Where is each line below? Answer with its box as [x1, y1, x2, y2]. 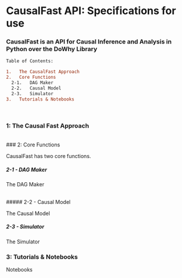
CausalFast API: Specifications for [6, 4, 177, 18]
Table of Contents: [6, 58, 54, 64]
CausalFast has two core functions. [6, 152, 91, 159]
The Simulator [6, 238, 40, 245]
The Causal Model [6, 210, 50, 217]
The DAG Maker [6, 180, 44, 187]
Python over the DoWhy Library [6, 45, 98, 53]
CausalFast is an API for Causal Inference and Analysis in [6, 38, 172, 46]
